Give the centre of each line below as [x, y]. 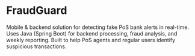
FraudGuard [37, 11]
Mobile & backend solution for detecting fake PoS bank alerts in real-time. [98, 27]
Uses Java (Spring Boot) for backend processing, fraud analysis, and [92, 33]
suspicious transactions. [36, 46]
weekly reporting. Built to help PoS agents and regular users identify [91, 40]
